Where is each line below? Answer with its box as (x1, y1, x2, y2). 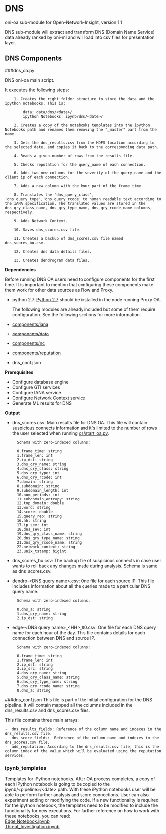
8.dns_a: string (17, 688, 51, 693)
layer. (5, 39, 16, 45)
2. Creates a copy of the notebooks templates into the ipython (14, 123, 150, 128)
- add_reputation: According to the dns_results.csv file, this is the (5, 744, 159, 749)
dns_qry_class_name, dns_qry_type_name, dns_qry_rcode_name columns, (5, 205, 153, 210)
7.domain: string (17, 479, 53, 484)
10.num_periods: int (17, 492, 60, 497)
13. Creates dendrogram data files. (14, 258, 90, 263)
